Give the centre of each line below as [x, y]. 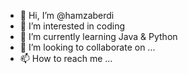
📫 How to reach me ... [66, 58]
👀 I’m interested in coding [72, 26]
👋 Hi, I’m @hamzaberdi [67, 15]
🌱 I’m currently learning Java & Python [98, 36]
